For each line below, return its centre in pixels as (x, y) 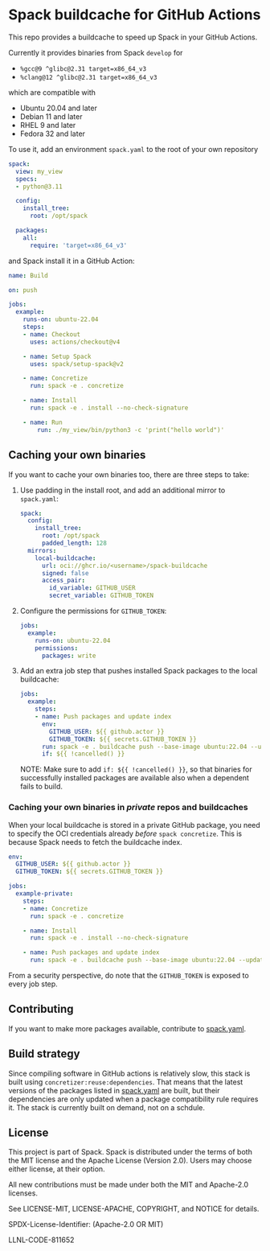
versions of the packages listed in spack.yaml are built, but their (114, 1090)
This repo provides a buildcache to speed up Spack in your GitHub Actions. (133, 37)
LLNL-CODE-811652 (41, 1240)
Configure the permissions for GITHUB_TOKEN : (93, 611)
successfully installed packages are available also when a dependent (134, 778)
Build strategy (44, 1054)
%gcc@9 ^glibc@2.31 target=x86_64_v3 (83, 69)
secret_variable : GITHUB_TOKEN (102, 596)
